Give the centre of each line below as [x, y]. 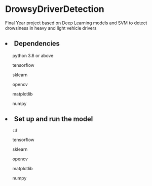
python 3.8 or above [33, 55]
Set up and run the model [54, 119]
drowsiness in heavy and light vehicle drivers [51, 28]
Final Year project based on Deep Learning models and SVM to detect [76, 23]
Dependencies [37, 44]
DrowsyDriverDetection [55, 9]
